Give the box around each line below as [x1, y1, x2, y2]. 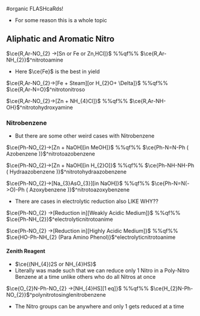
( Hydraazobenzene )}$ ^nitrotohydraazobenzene [6, 168, 127, 175]
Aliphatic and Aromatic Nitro [6, 34, 115, 44]
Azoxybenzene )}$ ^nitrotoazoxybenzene [29, 186, 130, 193]
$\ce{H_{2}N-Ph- [150, 285, 193, 292]
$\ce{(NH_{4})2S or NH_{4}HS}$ [14, 260, 97, 268]
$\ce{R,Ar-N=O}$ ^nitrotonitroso [6, 86, 86, 93]
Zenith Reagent [6, 247, 46, 254]
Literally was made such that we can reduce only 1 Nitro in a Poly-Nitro [14, 267, 190, 274]
